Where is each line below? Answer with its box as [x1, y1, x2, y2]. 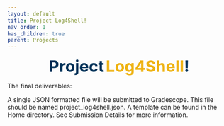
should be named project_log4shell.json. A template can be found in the [7, 103, 218, 112]
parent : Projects [7, 37, 59, 44]
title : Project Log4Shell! [7, 17, 87, 24]
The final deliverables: [7, 82, 72, 91]
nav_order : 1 [7, 23, 46, 30]
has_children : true [7, 30, 65, 38]
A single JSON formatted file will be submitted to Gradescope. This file [7, 96, 214, 104]
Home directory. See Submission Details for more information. [7, 110, 189, 119]
